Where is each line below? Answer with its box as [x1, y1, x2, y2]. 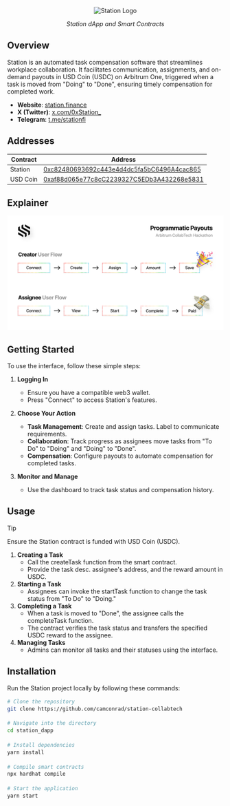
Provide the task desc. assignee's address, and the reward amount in [27, 565, 223, 573]
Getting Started [7, 343, 75, 355]
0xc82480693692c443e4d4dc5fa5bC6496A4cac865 [43, 165, 201, 173]
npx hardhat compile [7, 771, 67, 778]
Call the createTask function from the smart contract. [27, 558, 177, 566]
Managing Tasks [16, 638, 66, 646]
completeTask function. [27, 616, 94, 624]
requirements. [27, 430, 67, 438]
